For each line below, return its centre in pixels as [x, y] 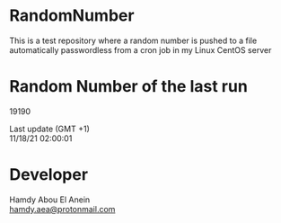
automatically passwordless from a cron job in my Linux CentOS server [140, 49]
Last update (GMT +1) [49, 129]
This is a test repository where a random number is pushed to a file [133, 40]
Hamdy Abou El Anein [50, 200]
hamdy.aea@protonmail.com [62, 209]
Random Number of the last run [129, 87]
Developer [48, 175]
